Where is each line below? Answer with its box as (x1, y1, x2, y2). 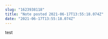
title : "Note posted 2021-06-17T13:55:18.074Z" (5, 12, 104, 17)
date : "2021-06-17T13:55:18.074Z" (5, 16, 76, 21)
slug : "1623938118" (5, 7, 45, 12)
